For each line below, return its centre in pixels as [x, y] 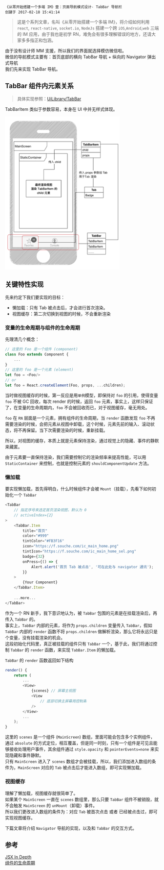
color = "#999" [36, 536]
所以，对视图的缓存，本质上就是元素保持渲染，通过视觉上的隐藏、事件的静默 [82, 441]
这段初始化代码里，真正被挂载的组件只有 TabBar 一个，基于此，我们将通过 [79, 644]
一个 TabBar [25, 495]
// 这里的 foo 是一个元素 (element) [39, 370]
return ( [23, 675]
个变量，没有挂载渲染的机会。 [35, 637]
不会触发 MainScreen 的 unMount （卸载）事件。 [51, 805]
